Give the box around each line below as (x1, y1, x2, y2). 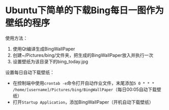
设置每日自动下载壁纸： (5, 69, 54, 75)
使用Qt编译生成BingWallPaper (12, 46, 75, 52)
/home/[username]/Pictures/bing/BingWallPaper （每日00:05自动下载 (12, 86, 157, 92)
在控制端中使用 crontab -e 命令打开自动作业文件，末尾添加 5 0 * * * (12, 80, 154, 86)
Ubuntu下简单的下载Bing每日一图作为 (5, 5, 164, 16)
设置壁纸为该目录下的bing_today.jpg (12, 58, 88, 64)
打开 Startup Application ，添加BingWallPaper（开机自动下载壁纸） (12, 99, 154, 105)
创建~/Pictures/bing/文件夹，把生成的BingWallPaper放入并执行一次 (12, 52, 154, 58)
